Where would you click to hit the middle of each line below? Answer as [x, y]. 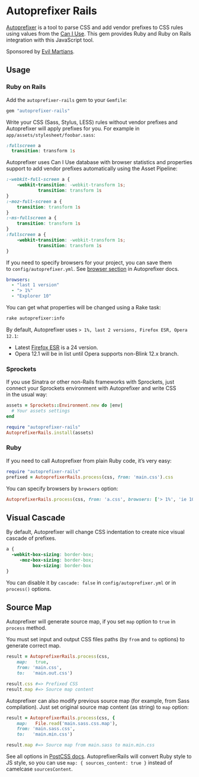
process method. [26, 628]
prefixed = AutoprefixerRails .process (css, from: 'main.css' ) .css [90, 477]
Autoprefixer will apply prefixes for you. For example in [73, 128]
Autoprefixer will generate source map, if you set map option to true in [91, 622]
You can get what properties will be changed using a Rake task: [84, 307]
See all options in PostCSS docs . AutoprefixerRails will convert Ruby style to [99, 756]
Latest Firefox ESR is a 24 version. [57, 347]
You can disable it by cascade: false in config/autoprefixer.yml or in [91, 583]
